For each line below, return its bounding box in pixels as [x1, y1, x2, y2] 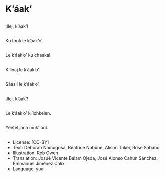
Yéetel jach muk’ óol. [5, 125, 49, 131]
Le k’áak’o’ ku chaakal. [5, 52, 52, 58]
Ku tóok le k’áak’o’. [5, 37, 44, 43]
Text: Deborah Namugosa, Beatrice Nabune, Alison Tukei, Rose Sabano [12, 144, 160, 150]
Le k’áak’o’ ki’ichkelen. [5, 110, 52, 116]
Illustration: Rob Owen [12, 150, 59, 156]
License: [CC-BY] [12, 139, 49, 145]
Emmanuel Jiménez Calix [12, 160, 65, 166]
